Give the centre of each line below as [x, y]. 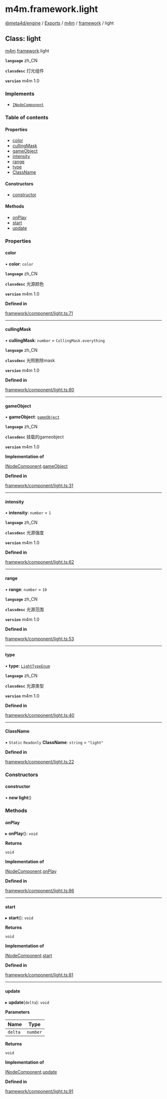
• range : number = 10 [26, 589]
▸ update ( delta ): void [27, 1002]
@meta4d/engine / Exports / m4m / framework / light [60, 23]
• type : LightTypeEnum [28, 666]
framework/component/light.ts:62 [40, 562]
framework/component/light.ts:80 [40, 389]
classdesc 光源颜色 [25, 284]
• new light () [18, 798]
